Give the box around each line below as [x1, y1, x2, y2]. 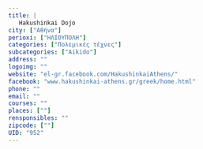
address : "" [8, 56, 47, 64]
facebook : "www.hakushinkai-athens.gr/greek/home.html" [8, 77, 196, 85]
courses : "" [8, 99, 47, 107]
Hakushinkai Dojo [18, 19, 77, 27]
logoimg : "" [8, 63, 47, 71]
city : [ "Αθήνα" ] [8, 26, 62, 34]
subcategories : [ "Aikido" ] [8, 48, 97, 56]
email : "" [8, 92, 41, 100]
